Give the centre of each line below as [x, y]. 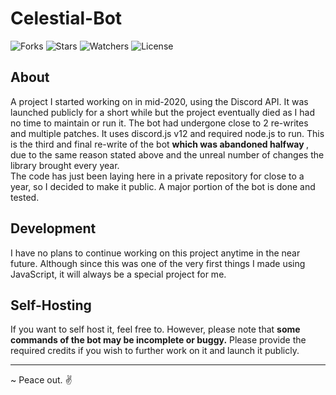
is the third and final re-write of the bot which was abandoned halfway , [159, 144]
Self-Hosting [51, 305]
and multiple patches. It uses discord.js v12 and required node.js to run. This [167, 133]
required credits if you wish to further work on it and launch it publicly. [155, 351]
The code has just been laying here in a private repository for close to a [157, 176]
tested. [25, 197]
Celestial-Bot [66, 18]
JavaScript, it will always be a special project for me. [118, 274]
